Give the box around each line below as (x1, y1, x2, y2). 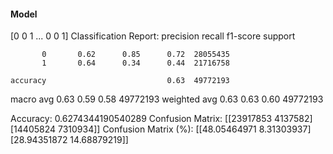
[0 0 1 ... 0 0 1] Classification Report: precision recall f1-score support (10, 30, 296, 42)
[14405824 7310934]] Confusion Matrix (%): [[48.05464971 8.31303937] (10, 123, 312, 135)
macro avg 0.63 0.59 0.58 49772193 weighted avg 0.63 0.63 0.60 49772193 (10, 93, 324, 105)
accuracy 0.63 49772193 (10, 76, 230, 86)
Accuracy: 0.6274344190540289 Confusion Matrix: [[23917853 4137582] (10, 113, 313, 125)
